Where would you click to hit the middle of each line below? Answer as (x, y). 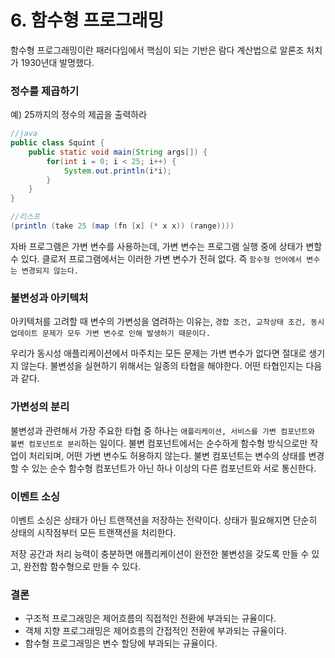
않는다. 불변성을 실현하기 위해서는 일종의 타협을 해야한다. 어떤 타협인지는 (162, 366)
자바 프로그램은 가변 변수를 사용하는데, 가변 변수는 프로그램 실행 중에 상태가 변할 (166, 246)
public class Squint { (57, 143)
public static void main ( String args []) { (118, 152)
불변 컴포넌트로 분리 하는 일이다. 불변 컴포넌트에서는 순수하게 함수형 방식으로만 (159, 443)
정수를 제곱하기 (45, 91)
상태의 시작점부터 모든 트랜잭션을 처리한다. (93, 532)
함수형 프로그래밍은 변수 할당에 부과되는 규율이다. (121, 643)
